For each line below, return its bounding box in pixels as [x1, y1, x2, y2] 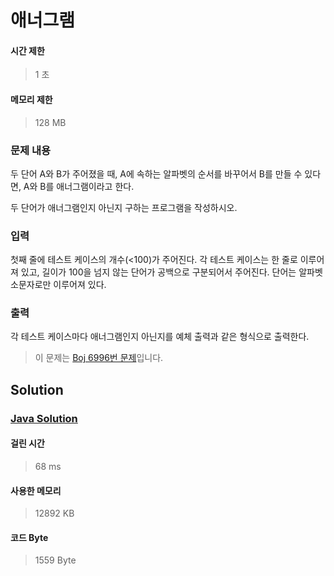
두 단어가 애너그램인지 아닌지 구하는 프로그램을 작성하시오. [10, 201, 238, 213]
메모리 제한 [10, 93, 53, 105]
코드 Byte [10, 531, 49, 543]
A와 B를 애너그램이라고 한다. [23, 180, 135, 192]
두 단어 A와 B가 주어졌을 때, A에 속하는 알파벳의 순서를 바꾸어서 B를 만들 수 [10, 167, 303, 180]
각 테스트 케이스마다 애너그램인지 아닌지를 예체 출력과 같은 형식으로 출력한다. [10, 331, 310, 343]
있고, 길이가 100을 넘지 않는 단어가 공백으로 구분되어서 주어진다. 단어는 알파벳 [20, 266, 323, 278]
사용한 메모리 [10, 484, 62, 496]
